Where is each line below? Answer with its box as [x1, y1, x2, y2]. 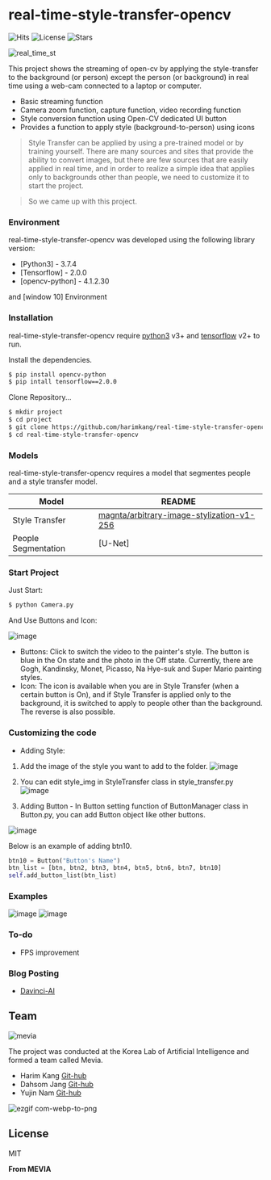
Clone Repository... [8, 393, 72, 402]
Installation [8, 313, 54, 324]
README [161, 496, 196, 507]
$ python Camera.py [8, 601, 74, 609]
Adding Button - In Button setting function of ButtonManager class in [19, 801, 248, 811]
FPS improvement [19, 947, 80, 957]
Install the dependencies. [8, 355, 93, 364]
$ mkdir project [8, 408, 63, 417]
